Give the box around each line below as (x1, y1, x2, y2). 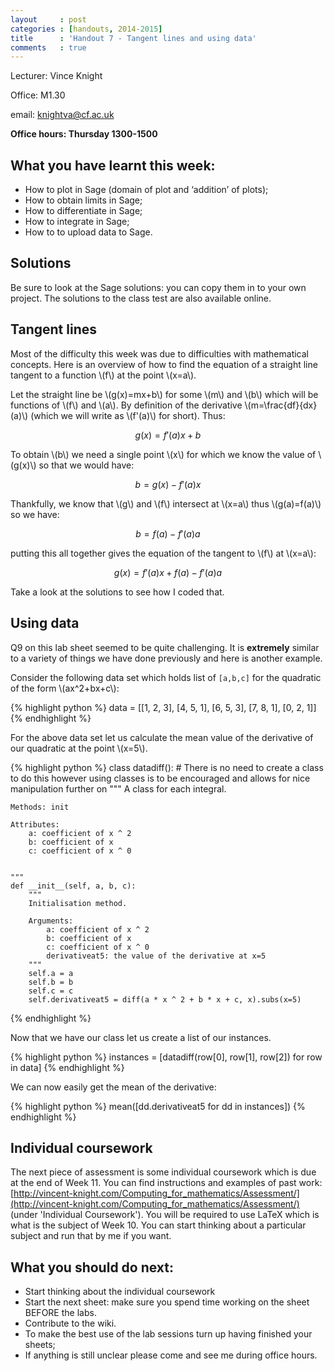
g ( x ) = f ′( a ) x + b (134, 429, 202, 441)
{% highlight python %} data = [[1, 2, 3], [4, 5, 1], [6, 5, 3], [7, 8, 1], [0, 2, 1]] (10, 701, 317, 713)
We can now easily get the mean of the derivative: (10, 1081, 217, 1093)
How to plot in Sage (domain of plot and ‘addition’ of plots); (24, 184, 269, 196)
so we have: (10, 508, 60, 520)
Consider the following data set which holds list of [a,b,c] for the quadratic (10, 671, 322, 683)
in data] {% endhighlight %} (10, 1061, 125, 1073)
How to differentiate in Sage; (24, 205, 143, 217)
